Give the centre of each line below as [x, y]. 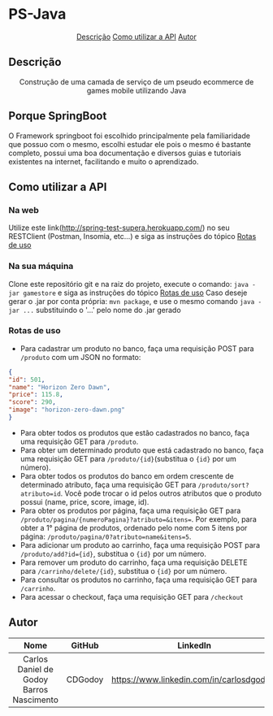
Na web [24, 210]
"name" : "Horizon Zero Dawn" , [60, 387]
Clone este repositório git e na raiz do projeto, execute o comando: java [129, 284]
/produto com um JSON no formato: [80, 357]
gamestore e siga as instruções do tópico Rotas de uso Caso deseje [135, 293]
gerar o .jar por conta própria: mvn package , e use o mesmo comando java [132, 301]
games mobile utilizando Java [136, 90]
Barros [36, 689]
